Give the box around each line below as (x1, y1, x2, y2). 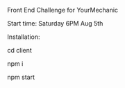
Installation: (7, 33, 40, 41)
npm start (7, 73, 35, 81)
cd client (7, 46, 33, 54)
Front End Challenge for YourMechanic (7, 6, 119, 14)
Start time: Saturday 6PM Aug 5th (7, 19, 103, 27)
